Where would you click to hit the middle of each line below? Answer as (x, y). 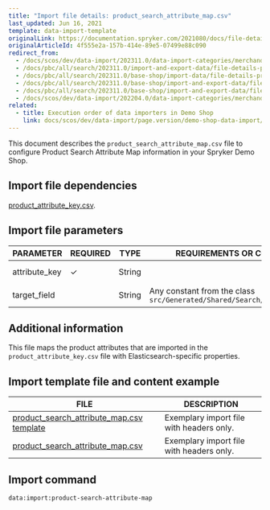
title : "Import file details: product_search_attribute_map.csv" (120, 16)
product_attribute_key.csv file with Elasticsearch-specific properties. (124, 356)
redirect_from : (34, 53)
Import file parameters (66, 230)
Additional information (66, 328)
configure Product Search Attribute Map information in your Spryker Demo (131, 152)
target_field (34, 294)
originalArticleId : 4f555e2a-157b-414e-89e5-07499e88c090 (107, 46)
